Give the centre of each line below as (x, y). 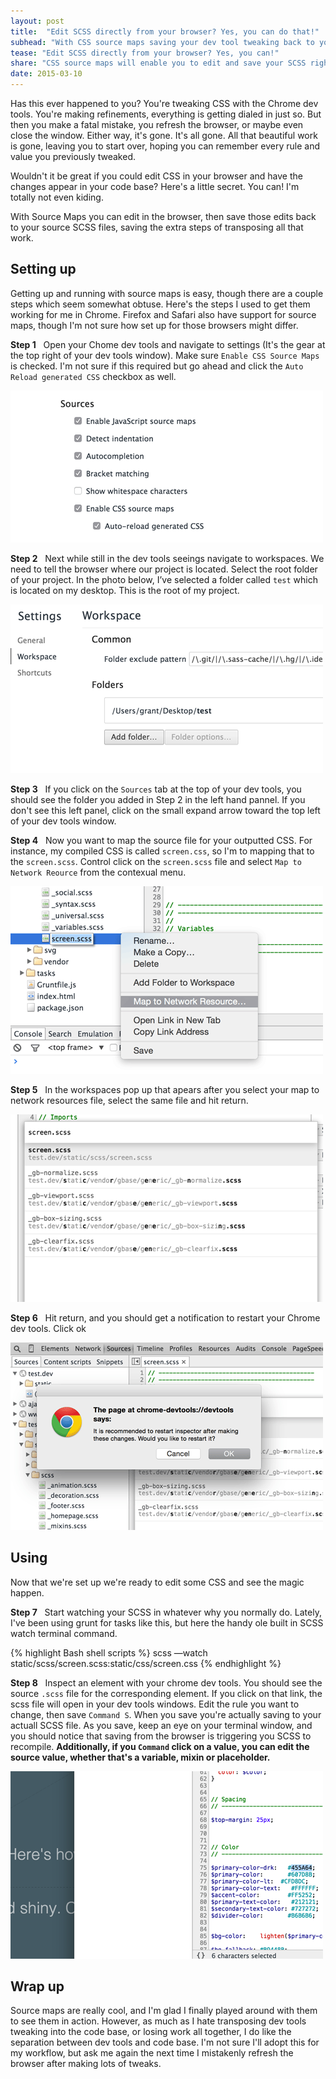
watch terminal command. (64, 1633)
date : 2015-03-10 (46, 74)
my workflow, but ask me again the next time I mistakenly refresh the (152, 2053)
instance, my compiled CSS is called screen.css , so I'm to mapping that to (162, 851)
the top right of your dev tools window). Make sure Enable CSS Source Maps (165, 355)
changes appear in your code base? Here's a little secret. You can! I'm (155, 186)
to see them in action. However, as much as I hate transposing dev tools (158, 2021)
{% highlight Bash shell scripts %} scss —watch (109, 1652)
